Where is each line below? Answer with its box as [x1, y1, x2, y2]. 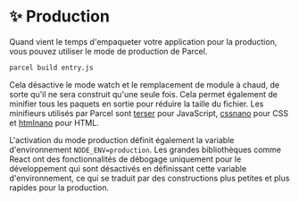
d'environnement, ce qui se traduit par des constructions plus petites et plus [9, 173, 290, 183]
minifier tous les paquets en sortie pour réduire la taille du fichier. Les [9, 98, 264, 109]
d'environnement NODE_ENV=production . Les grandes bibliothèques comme [9, 144, 282, 155]
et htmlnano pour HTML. [9, 117, 100, 128]
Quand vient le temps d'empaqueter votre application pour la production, [9, 36, 278, 46]
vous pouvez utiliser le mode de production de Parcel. [9, 46, 208, 56]
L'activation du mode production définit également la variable [9, 134, 235, 145]
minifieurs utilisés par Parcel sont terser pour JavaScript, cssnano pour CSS [9, 107, 289, 118]
